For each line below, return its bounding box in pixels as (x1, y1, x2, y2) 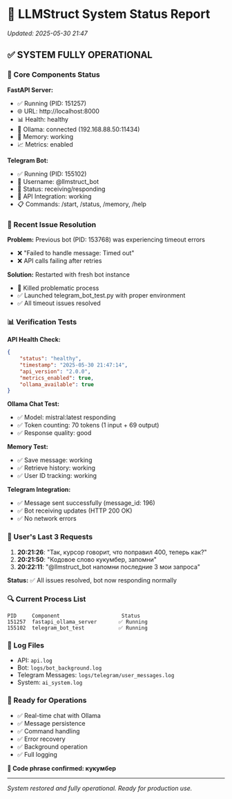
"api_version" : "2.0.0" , (19, 368, 91, 375)
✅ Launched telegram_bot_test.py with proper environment (17, 291, 186, 300)
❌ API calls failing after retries (17, 256, 102, 265)
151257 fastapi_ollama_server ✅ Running (7, 618, 148, 625)
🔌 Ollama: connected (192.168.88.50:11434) (17, 125, 140, 134)
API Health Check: (7, 336, 61, 344)
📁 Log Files (7, 640, 45, 650)
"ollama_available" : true (19, 380, 95, 388)
